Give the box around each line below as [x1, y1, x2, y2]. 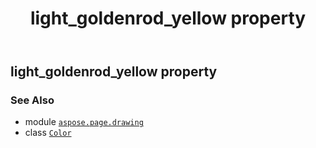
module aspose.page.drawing [24, 116, 144, 128]
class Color [24, 127, 72, 139]
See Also [10, 93, 55, 107]
